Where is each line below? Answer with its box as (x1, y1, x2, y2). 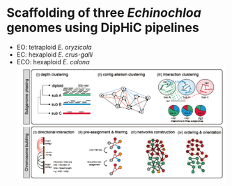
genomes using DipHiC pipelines (6, 20, 199, 36)
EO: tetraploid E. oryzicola (16, 43, 92, 51)
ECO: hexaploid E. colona (16, 57, 90, 66)
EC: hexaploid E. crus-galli (16, 50, 93, 59)
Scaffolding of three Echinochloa (6, 5, 201, 21)
